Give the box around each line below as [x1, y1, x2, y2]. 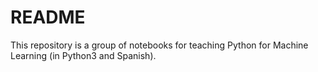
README [10, 6, 86, 29]
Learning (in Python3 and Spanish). [10, 49, 157, 61]
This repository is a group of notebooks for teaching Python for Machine [10, 39, 309, 51]
